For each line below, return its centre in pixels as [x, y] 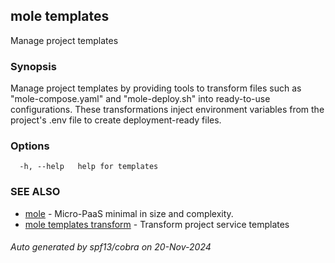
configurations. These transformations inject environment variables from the [167, 110]
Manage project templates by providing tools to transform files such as [156, 88]
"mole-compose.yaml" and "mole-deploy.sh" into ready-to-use [140, 99]
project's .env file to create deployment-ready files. [116, 120]
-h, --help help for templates [89, 167]
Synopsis [33, 66]
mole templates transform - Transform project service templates [157, 224]
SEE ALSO [35, 192]
